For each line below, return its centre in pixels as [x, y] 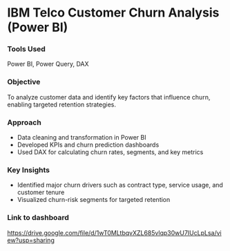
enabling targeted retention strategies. [61, 104]
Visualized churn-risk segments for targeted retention [94, 200]
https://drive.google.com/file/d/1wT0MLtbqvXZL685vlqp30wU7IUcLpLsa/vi [115, 232]
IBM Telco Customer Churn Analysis [113, 13]
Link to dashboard [38, 218]
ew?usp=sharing [31, 240]
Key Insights [29, 170]
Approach [24, 122]
